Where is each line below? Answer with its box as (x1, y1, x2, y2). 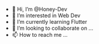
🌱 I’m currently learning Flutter (11, 18, 88, 25)
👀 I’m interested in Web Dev (11, 12, 81, 19)
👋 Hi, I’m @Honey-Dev (11, 6, 68, 12)
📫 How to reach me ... (11, 32, 68, 38)
